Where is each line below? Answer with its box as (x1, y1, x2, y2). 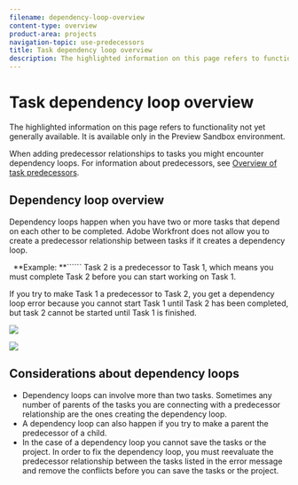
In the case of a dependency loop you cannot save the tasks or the (21, 436, 267, 448)
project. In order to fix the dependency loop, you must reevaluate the (21, 446, 274, 457)
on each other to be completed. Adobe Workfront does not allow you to (9, 225, 271, 236)
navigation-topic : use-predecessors (9, 37, 145, 47)
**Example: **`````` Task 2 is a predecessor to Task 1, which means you (12, 262, 274, 272)
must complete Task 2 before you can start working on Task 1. (9, 271, 237, 282)
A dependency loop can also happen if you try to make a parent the (21, 418, 269, 428)
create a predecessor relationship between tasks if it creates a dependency (9, 235, 286, 246)
